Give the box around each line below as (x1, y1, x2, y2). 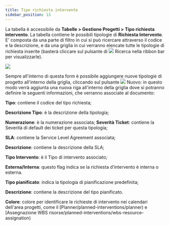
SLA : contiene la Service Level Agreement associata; (5, 134, 116, 140)
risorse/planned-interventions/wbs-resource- (49, 209, 144, 215)
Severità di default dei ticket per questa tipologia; (5, 125, 108, 131)
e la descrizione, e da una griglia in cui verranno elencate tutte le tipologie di (5, 42, 164, 48)
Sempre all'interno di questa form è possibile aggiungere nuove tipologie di (5, 73, 162, 79)
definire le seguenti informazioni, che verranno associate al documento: (5, 90, 155, 96)
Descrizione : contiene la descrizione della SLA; (5, 144, 105, 150)
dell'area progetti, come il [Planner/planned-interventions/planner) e (5, 204, 148, 210)
